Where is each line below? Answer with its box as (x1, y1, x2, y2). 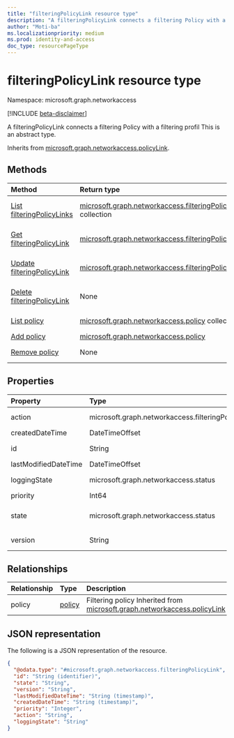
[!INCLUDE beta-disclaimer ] (7, 109, 87, 117)
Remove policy (10, 347, 59, 356)
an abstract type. (7, 130, 56, 138)
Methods (7, 164, 47, 176)
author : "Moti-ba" (7, 23, 61, 30)
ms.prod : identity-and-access (7, 36, 95, 43)
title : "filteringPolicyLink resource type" (7, 10, 139, 17)
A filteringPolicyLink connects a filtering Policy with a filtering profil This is (7, 123, 221, 131)
